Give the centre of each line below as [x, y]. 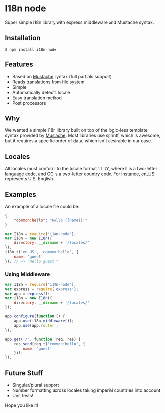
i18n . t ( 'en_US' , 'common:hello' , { [42, 252]
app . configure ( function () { [35, 316]
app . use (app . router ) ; [36, 326]
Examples [21, 195]
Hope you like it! [22, 405]
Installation [23, 38]
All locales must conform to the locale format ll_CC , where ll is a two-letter [81, 169]
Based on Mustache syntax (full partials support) [62, 76]
